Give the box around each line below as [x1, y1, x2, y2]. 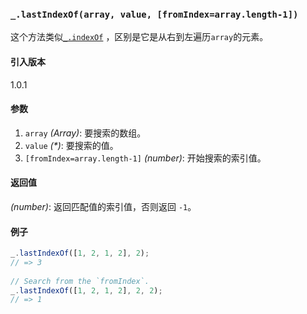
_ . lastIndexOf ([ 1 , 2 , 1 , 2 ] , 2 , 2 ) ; [10, 285, 163, 296]
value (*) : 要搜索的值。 [24, 139, 119, 151]
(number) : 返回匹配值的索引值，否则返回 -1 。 [10, 200, 197, 212]
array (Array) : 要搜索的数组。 [24, 127, 147, 139]
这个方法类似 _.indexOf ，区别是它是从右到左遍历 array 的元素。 [10, 31, 269, 43]
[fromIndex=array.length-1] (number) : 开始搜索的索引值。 [24, 152, 267, 164]
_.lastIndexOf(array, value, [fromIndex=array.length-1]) [10, 8, 299, 20]
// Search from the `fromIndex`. [10, 276, 150, 286]
